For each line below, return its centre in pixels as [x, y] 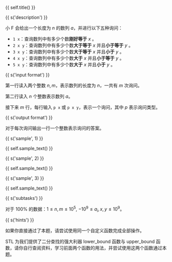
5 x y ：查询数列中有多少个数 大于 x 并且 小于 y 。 [64, 64]
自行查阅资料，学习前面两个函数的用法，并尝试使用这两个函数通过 [92, 248]
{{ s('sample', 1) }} [24, 138]
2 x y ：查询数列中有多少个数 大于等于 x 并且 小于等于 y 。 [73, 45]
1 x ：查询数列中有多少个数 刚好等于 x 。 [55, 39]
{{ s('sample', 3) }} [25, 178]
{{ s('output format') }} [29, 117]
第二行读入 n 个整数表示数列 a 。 [39, 96]
